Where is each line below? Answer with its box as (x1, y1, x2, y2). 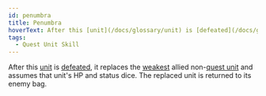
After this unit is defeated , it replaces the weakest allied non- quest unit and (8, 62, 253, 72)
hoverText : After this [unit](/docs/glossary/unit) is (8, 26, 193, 34)
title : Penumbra (8, 19, 62, 27)
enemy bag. (8, 79, 47, 89)
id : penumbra (8, 11, 51, 20)
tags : (8, 33, 26, 42)
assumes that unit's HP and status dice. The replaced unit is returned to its (8, 71, 252, 80)
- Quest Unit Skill (15, 41, 80, 49)
